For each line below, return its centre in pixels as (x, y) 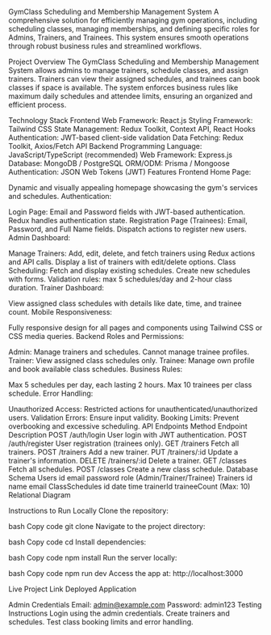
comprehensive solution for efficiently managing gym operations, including (133, 20)
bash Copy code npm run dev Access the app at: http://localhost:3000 (126, 573)
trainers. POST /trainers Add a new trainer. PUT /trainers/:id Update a (123, 452)
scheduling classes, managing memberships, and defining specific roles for (134, 29)
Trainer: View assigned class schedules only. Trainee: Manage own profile (131, 360)
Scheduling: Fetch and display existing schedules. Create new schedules (129, 271)
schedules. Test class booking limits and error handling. (101, 622)
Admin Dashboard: (40, 237)
